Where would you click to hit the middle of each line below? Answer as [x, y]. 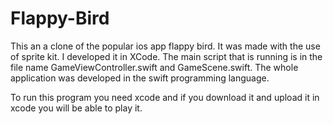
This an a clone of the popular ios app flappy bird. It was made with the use [165, 46]
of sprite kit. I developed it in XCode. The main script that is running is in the [166, 56]
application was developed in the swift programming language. [140, 78]
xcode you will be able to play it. [76, 108]
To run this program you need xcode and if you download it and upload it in [165, 97]
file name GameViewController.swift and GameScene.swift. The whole [154, 67]
